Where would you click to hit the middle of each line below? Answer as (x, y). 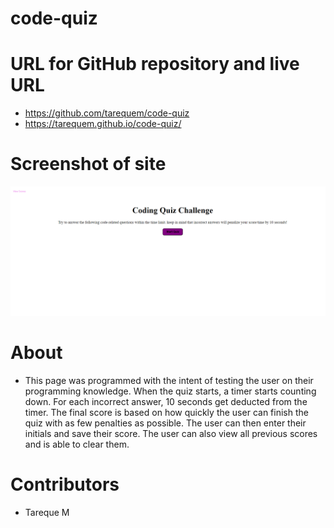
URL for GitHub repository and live (155, 64)
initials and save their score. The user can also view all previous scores (171, 433)
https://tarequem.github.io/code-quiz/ (103, 124)
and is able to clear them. (77, 444)
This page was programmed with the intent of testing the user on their (169, 380)
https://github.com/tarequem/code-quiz (107, 113)
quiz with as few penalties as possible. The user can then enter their (165, 423)
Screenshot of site (88, 164)
